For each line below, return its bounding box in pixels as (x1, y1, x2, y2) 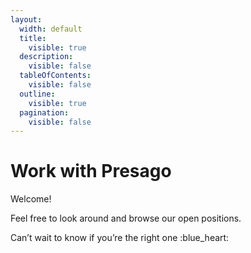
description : (19, 52, 74, 62)
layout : (10, 14, 43, 25)
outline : (19, 89, 56, 99)
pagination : (19, 107, 70, 118)
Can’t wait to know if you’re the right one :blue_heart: (10, 232, 230, 244)
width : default (19, 24, 83, 34)
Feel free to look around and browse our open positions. (10, 212, 242, 225)
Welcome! (10, 193, 52, 205)
